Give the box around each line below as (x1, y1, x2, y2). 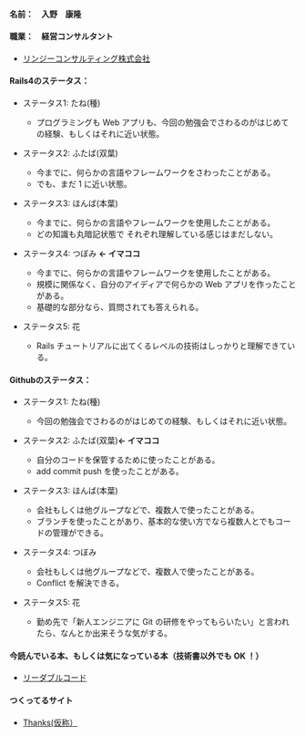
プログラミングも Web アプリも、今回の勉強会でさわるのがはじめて (36, 117, 290, 128)
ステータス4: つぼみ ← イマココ (22, 248, 141, 259)
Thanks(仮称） (22, 717, 78, 728)
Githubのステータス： (9, 374, 92, 385)
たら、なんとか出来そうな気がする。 (36, 627, 173, 638)
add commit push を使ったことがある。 (36, 466, 184, 477)
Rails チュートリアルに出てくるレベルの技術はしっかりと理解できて (36, 340, 288, 351)
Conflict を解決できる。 (36, 577, 125, 588)
